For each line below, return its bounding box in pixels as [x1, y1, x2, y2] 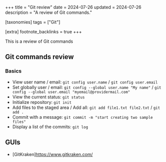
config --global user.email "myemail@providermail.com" [12, 89, 130, 94]
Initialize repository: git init [12, 99, 72, 105]
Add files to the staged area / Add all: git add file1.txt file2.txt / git [12, 104, 160, 110]
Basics [5, 68, 22, 75]
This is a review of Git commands [5, 38, 73, 44]
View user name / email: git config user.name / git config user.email [12, 79, 158, 85]
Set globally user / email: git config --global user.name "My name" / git [12, 84, 162, 90]
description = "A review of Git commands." [5, 9, 93, 15]
